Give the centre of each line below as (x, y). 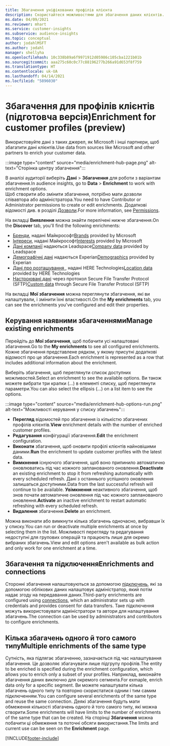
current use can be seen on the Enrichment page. (58, 729)
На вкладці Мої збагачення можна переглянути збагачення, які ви (78, 294)
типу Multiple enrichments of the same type (76, 646)
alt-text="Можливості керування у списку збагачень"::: (65, 409)
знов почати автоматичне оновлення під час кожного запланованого (88, 495)
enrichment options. (26, 188)
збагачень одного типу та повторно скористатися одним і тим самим (81, 691)
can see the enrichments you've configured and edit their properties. (77, 305)
